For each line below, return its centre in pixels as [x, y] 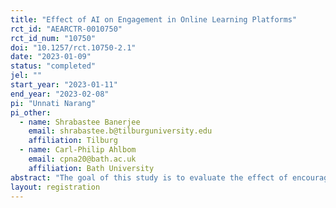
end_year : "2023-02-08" [60, 94]
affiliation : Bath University [91, 168]
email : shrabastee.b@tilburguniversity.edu [120, 131]
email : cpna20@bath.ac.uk [82, 159]
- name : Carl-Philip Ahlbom [78, 150]
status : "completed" [53, 66]
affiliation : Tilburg [73, 141]
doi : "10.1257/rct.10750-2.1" [73, 47]
